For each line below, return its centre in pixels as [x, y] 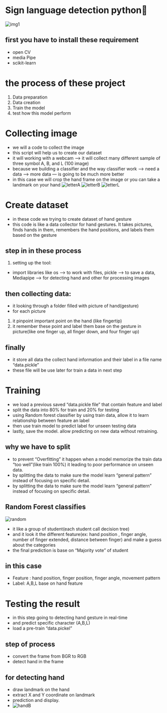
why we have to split [38, 447]
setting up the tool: [32, 263]
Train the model [29, 108]
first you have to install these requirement [72, 40]
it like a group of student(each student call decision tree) [71, 529]
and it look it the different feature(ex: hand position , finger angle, [80, 534]
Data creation [27, 102]
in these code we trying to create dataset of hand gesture [72, 219]
